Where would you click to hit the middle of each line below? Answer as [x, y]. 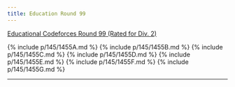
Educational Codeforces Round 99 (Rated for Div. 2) [82, 33]
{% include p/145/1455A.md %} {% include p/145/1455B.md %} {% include [115, 47]
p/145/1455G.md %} [36, 69]
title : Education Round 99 [47, 14]
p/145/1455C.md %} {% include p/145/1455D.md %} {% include [99, 54]
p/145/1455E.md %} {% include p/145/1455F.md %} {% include [98, 62]
